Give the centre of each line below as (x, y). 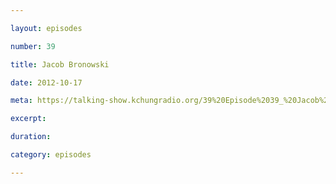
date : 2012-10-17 (46, 82)
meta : (21, 101)
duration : (31, 137)
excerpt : (28, 119)
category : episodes (51, 155)
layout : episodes (46, 28)
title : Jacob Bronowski (60, 64)
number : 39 (33, 46)
